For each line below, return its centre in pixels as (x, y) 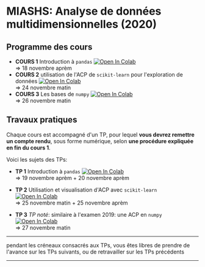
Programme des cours (49, 47)
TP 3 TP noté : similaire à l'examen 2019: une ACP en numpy (88, 214)
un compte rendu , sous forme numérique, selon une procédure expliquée (100, 141)
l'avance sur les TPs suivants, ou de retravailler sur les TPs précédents (95, 252)
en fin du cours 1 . (28, 148)
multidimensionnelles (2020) (82, 24)
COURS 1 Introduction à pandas (54, 62)
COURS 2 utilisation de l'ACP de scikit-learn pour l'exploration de (99, 74)
